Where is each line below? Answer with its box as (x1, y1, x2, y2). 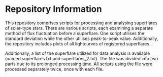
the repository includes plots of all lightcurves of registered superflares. (5, 40, 151, 46)
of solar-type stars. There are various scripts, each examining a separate (5, 25, 153, 31)
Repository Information (5, 3, 102, 15)
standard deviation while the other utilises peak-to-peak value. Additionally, (5, 36, 159, 41)
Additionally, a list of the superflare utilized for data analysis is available (5, 50, 150, 56)
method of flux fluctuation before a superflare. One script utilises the (5, 30, 144, 36)
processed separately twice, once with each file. (5, 66, 104, 72)
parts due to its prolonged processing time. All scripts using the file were (5, 61, 153, 67)
